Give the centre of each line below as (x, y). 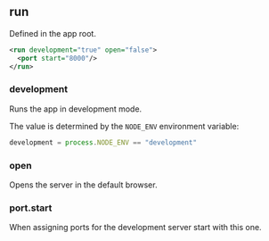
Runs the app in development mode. (76, 109)
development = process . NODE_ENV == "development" (103, 142)
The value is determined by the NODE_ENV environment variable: (124, 126)
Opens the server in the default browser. (83, 185)
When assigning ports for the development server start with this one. (135, 228)
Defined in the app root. (53, 33)
